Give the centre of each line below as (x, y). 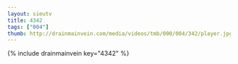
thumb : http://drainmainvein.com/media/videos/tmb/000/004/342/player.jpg (120, 33)
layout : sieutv (30, 14)
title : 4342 (25, 20)
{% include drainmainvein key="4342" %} (68, 53)
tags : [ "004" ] (28, 27)
